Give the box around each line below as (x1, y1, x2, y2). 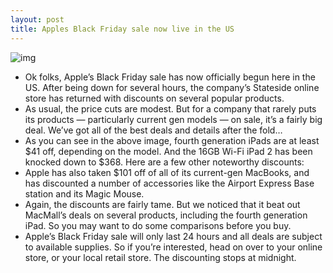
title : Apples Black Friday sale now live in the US (10, 24, 235, 34)
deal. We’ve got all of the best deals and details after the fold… (24, 124, 283, 136)
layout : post (10, 14, 65, 25)
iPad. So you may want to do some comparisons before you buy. (24, 219, 292, 231)
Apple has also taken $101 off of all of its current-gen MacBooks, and (24, 166, 310, 178)
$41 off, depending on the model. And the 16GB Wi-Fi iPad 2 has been (24, 145, 313, 157)
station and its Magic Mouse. (24, 187, 145, 200)
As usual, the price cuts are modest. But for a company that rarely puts (24, 102, 317, 115)
